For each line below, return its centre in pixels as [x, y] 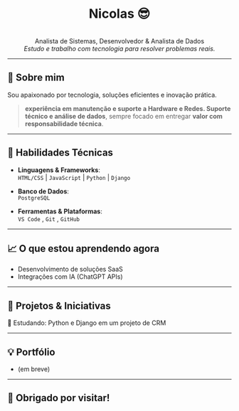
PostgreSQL [34, 198]
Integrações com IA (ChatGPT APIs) [70, 277]
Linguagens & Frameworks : [59, 170]
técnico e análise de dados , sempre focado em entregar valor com [123, 116]
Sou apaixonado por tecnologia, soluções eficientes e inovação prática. [112, 95]
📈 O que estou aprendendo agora [84, 249]
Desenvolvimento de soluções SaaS [70, 269]
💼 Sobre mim [36, 78]
